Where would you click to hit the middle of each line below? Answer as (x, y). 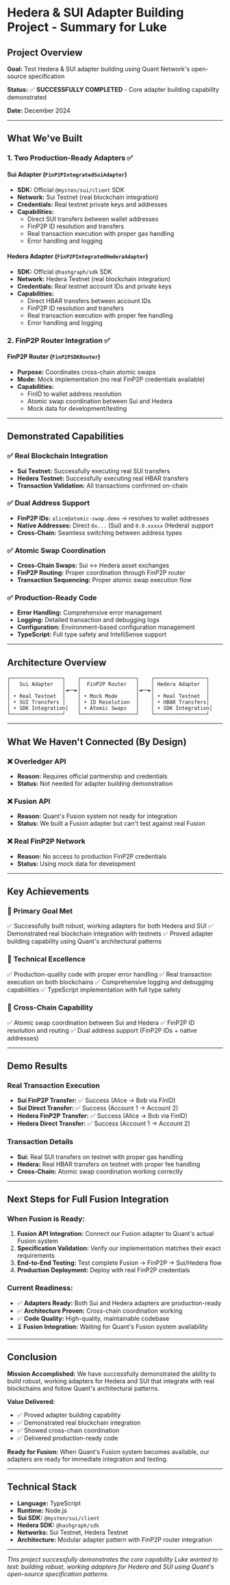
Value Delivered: (31, 1401)
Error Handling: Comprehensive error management (89, 612)
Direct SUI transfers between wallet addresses (93, 219)
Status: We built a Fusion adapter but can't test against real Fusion (111, 824)
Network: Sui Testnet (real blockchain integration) (88, 197)
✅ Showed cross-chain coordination (68, 1430)
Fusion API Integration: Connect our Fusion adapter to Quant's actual (115, 1234)
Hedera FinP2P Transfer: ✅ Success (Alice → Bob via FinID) (102, 1116)
